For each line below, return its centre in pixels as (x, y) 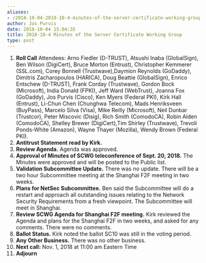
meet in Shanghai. (39, 208)
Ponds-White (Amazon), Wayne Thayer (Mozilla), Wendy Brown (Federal (107, 130)
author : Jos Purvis (32, 23)
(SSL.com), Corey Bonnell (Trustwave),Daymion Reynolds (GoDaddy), (104, 71)
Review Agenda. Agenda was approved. (67, 149)
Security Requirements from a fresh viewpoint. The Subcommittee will (104, 201)
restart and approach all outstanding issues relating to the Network (100, 195)
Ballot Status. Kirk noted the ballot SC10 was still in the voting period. (103, 234)
